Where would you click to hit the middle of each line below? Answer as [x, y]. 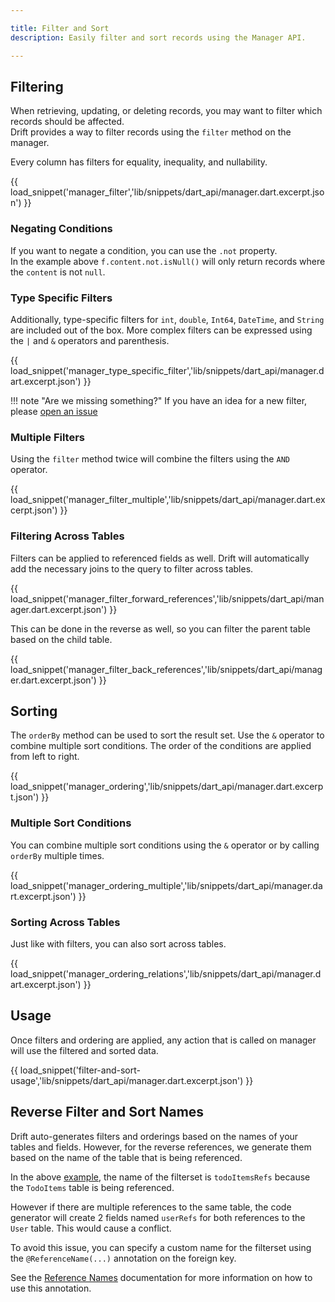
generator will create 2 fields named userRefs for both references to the [158, 1217]
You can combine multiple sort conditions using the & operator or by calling [165, 845]
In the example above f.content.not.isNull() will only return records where [168, 261]
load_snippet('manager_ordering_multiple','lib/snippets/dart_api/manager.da [166, 885]
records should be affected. [67, 122]
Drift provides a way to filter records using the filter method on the [151, 132]
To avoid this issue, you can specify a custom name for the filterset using [161, 1247]
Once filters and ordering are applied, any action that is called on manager [163, 1040]
